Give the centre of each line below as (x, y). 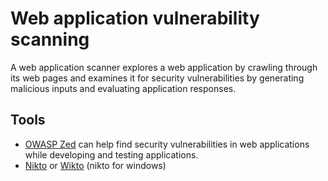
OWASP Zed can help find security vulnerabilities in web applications (167, 144)
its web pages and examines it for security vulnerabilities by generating (157, 78)
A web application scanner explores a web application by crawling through (164, 67)
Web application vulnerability (135, 18)
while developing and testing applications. (111, 154)
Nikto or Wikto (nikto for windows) (95, 165)
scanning (50, 39)
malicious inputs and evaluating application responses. (123, 88)
